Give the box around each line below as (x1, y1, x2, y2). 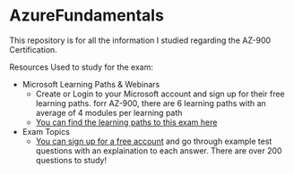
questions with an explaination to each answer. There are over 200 (35, 145, 282, 156)
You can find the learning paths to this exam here (35, 117, 218, 128)
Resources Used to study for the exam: (9, 62, 154, 72)
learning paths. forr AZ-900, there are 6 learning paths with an (35, 97, 266, 108)
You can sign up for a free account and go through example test (35, 136, 272, 146)
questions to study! (35, 154, 108, 165)
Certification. (9, 44, 58, 54)
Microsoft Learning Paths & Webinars (22, 79, 160, 89)
